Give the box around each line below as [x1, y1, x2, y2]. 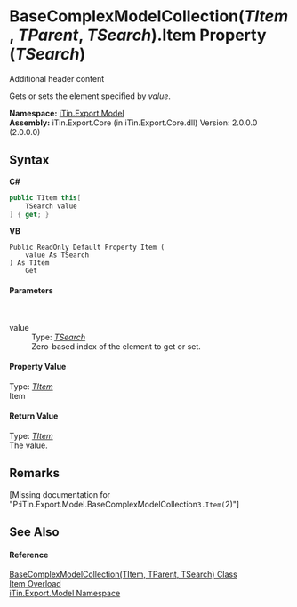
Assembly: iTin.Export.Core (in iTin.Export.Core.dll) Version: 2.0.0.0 [9, 117, 258, 128]
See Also [9, 524, 60, 539]
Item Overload [9, 579, 62, 589]
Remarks [9, 466, 60, 481]
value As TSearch [25, 251, 90, 260]
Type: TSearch [31, 331, 86, 342]
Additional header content [9, 73, 105, 84]
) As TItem [9, 259, 50, 268]
